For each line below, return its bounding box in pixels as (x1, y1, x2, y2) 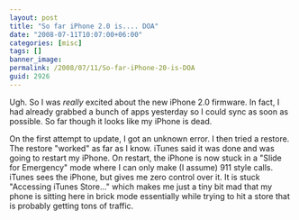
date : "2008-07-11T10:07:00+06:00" (9, 30, 143, 39)
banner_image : (9, 55, 63, 64)
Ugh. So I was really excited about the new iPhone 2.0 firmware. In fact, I (9, 96, 280, 107)
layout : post (9, 13, 59, 23)
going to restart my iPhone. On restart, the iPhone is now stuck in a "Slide (9, 152, 282, 163)
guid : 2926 (9, 72, 50, 81)
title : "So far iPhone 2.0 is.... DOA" (9, 22, 159, 31)
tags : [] (9, 47, 42, 56)
